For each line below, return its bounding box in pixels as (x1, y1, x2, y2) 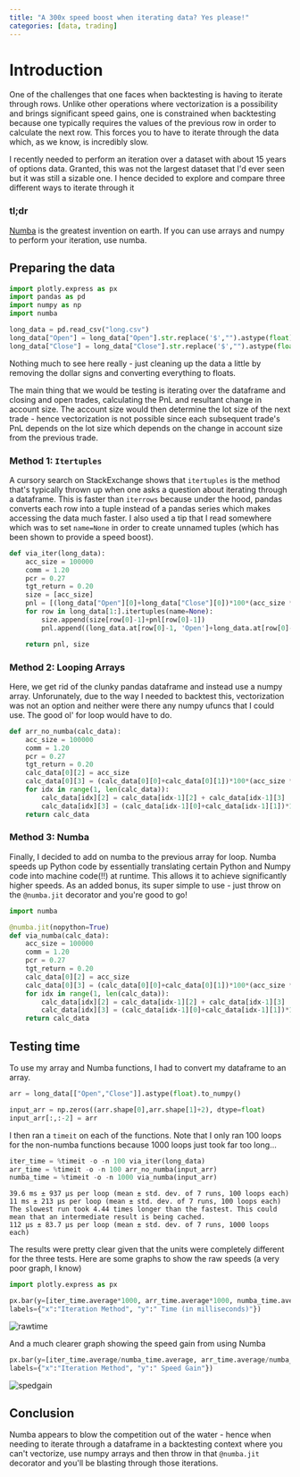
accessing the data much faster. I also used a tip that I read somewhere (9, 513, 272, 523)
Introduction (9, 60, 104, 80)
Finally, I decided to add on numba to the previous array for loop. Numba (9, 851, 277, 862)
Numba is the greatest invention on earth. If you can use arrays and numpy (9, 225, 285, 236)
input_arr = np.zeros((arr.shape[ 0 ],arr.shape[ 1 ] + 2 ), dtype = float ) (9, 1105, 266, 1114)
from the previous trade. (9, 432, 99, 443)
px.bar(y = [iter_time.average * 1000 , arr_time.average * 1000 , (9, 1297, 234, 1306)
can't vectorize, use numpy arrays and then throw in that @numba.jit (9, 1448, 260, 1459)
